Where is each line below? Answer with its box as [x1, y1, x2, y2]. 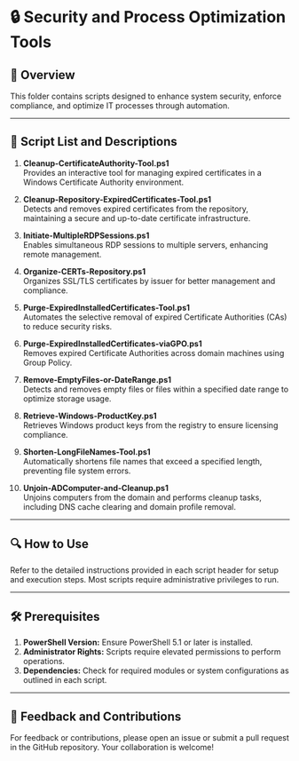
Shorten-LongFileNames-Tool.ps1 [22, 446, 151, 457]
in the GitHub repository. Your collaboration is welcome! [10, 742, 215, 753]
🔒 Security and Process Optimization [10, 7, 287, 28]
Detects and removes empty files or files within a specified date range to [22, 384, 289, 394]
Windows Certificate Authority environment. [22, 177, 185, 187]
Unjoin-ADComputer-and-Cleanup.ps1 [22, 482, 169, 493]
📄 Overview [10, 67, 75, 83]
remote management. [22, 249, 102, 259]
